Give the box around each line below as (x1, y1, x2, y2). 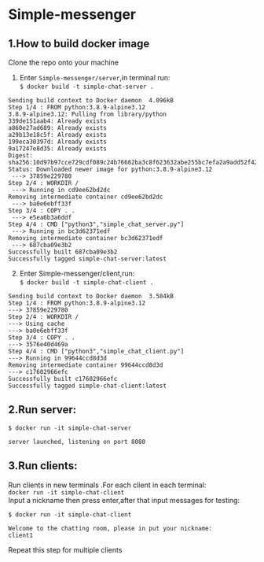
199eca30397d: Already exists (8, 138, 108, 146)
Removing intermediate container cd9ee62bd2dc (8, 193, 163, 201)
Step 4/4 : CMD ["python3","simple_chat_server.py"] (8, 220, 185, 228)
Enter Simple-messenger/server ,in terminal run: (19, 73, 170, 82)
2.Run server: (8, 403, 77, 416)
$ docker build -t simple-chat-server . (19, 83, 154, 91)
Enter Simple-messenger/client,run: (19, 269, 135, 278)
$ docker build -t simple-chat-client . (19, 279, 154, 287)
